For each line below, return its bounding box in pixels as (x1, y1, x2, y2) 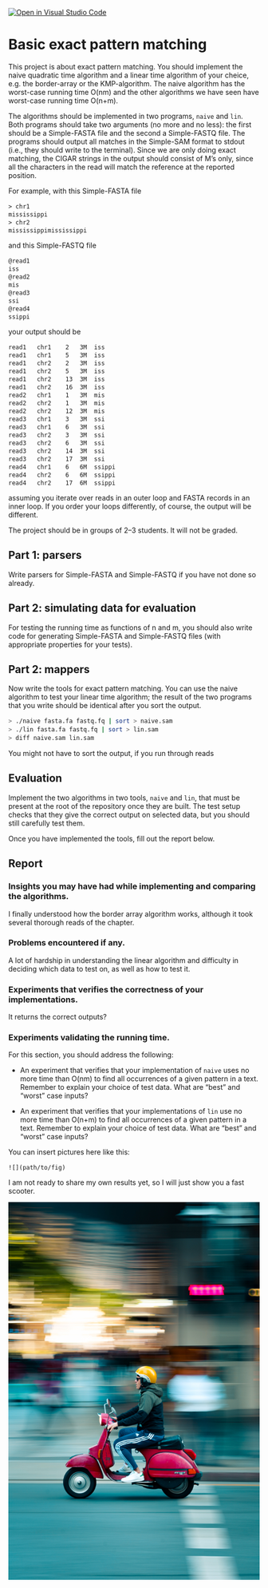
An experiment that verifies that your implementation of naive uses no (19, 1066, 250, 1075)
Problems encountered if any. (8, 937, 125, 948)
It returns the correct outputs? (8, 1012, 108, 1022)
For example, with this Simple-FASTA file (8, 186, 142, 196)
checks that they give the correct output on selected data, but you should (8, 810, 250, 819)
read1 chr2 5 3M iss (8, 367, 105, 375)
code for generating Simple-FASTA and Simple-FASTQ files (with (8, 631, 221, 640)
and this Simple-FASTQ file (8, 240, 97, 250)
